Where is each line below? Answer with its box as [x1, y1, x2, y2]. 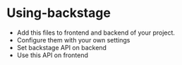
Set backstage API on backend [16, 43, 107, 52]
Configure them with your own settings [16, 35, 131, 44]
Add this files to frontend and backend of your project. [16, 28, 176, 37]
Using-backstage [6, 5, 111, 21]
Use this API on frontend [16, 51, 89, 59]
